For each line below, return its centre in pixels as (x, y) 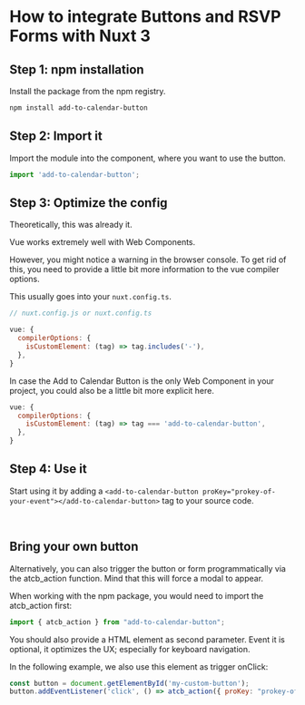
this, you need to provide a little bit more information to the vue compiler (144, 269)
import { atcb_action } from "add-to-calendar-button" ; (117, 622)
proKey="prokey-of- (240, 492)
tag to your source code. (208, 500)
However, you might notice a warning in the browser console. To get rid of (148, 259)
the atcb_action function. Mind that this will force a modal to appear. (137, 578)
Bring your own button (74, 547)
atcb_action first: (41, 605)
